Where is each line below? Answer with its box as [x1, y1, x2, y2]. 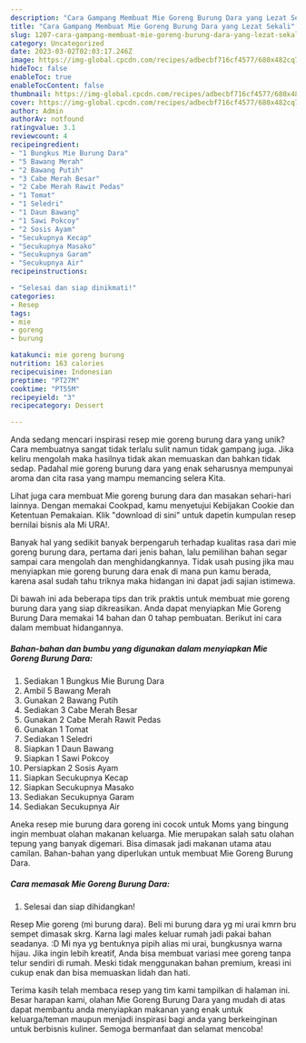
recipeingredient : [10, 140, 80, 149]
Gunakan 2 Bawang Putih [23, 695, 119, 706]
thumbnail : [10, 89, 52, 98]
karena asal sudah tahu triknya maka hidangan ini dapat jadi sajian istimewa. [10, 576, 296, 587]
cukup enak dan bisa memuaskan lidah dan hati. [10, 968, 191, 978]
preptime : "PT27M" [10, 376, 80, 385]
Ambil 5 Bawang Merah [23, 686, 112, 697]
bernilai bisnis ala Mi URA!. [10, 519, 110, 530]
